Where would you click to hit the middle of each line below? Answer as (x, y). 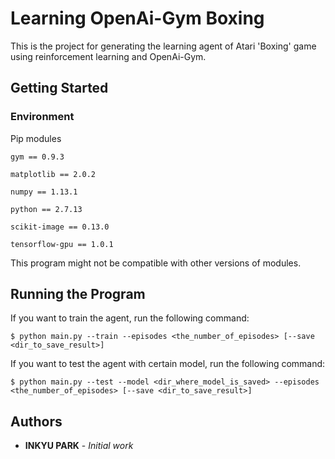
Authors (36, 421)
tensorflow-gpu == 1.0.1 (62, 244)
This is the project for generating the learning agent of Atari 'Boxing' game (163, 46)
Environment (42, 117)
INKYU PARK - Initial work (79, 446)
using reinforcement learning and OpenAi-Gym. (108, 56)
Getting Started (59, 88)
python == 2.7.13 (46, 209)
